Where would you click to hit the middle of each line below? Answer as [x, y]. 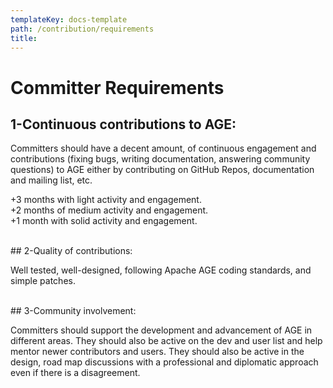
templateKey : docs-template [69, 19]
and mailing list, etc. [51, 180]
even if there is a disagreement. [75, 373]
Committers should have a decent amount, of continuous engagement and [163, 148]
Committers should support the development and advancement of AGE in [161, 330]
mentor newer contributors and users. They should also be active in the [157, 352]
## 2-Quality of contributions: [71, 251]
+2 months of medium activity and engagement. [109, 210]
